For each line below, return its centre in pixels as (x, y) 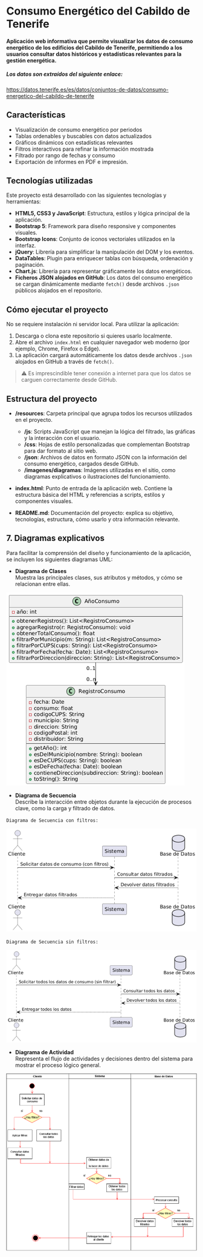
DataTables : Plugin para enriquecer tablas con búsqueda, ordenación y (104, 258)
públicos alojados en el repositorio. (59, 290)
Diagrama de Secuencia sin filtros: (52, 942)
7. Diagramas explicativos (55, 538)
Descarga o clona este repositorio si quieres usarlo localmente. (93, 336)
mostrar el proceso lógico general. (58, 1065)
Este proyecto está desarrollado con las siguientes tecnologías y (86, 195)
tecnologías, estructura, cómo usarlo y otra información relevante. (97, 519)
